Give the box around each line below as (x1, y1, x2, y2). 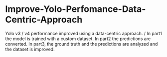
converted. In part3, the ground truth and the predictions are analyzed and (5, 41, 158, 47)
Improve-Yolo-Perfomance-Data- (5, 3, 146, 15)
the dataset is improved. (5, 46, 55, 52)
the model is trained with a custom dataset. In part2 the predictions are (5, 36, 151, 42)
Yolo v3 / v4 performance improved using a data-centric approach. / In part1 (5, 30, 162, 36)
